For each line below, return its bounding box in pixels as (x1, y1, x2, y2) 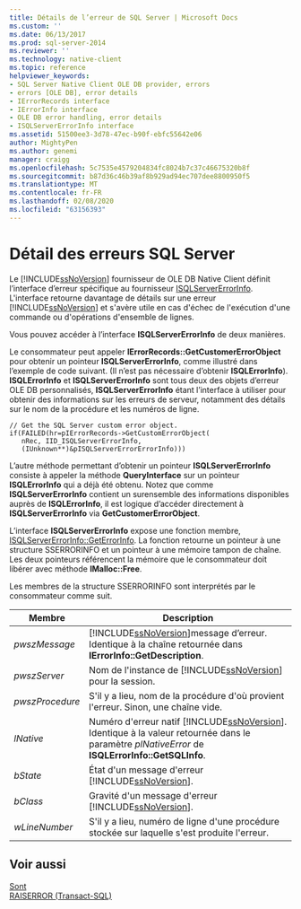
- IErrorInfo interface (9, 105, 99, 114)
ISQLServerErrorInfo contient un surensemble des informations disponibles (9, 488, 289, 499)
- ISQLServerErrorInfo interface (9, 122, 134, 131)
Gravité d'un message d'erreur (89, 789, 218, 801)
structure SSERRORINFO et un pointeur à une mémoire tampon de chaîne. (9, 544, 282, 555)
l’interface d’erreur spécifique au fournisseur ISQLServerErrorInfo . (9, 283, 254, 293)
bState (13, 769, 42, 782)
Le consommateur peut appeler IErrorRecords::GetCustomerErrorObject (9, 346, 281, 357)
